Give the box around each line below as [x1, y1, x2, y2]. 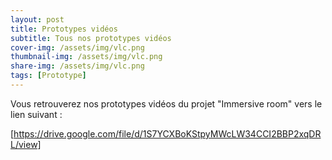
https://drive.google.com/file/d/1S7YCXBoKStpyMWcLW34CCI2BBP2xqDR [13, 127, 322, 140]
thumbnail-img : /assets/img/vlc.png [10, 52, 163, 62]
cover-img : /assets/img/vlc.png [10, 42, 145, 53]
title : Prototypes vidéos [10, 24, 118, 34]
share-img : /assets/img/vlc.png [10, 61, 145, 71]
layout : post [10, 14, 65, 25]
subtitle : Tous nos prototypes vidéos [10, 33, 172, 43]
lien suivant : [10, 108, 63, 120]
